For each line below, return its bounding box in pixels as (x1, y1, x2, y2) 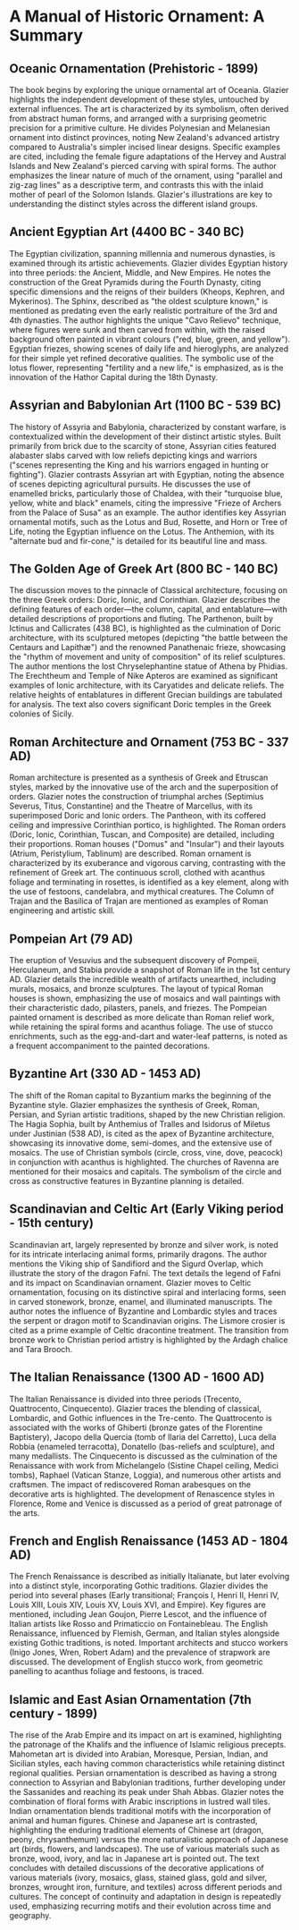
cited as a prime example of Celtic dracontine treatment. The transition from (9, 1325, 289, 1335)
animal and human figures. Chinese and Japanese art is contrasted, (9, 1816, 258, 1826)
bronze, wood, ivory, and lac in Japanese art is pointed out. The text (9, 1853, 261, 1864)
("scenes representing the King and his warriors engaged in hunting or (9, 459, 270, 470)
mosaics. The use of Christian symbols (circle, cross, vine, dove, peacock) (9, 1147, 284, 1157)
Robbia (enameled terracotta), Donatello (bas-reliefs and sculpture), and (9, 1441, 275, 1452)
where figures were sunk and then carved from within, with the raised (9, 324, 266, 334)
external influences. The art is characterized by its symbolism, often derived (9, 104, 289, 114)
